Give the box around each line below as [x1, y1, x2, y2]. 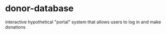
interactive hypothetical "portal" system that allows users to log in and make [5, 19, 162, 25]
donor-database [5, 3, 74, 14]
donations [5, 24, 26, 30]
